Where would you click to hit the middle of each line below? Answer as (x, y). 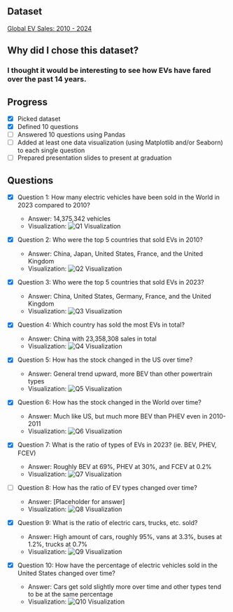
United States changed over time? (66, 573)
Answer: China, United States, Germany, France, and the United (119, 297)
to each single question (51, 151)
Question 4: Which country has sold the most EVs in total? (101, 325)
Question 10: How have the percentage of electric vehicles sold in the (118, 565)
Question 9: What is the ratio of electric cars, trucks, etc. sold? (107, 522)
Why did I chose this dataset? (73, 51)
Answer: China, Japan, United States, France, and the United (115, 254)
